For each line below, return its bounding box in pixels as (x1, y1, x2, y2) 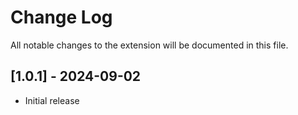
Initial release (24, 94, 80, 106)
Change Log (10, 6, 113, 29)
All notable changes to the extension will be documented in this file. (10, 39, 289, 51)
